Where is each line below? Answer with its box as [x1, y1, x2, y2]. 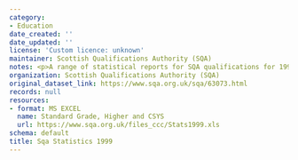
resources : [9, 95, 50, 105]
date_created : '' [9, 29, 74, 38]
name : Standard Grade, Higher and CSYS [17, 112, 165, 121]
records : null [9, 87, 62, 96]
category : [9, 12, 46, 22]
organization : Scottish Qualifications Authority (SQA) [9, 71, 220, 80]
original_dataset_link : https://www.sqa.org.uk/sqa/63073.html [9, 79, 248, 88]
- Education [9, 21, 53, 30]
